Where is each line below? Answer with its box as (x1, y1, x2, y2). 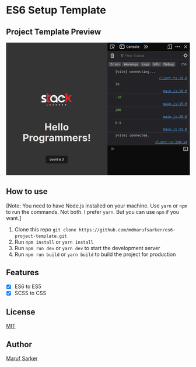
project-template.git (14, 233, 67, 239)
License (6, 307, 36, 317)
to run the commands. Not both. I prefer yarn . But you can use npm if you (6, 208, 180, 215)
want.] (6, 214, 22, 221)
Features (6, 267, 39, 278)
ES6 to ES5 (14, 283, 42, 290)
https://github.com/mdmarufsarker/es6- (78, 227, 176, 233)
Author (6, 340, 32, 349)
